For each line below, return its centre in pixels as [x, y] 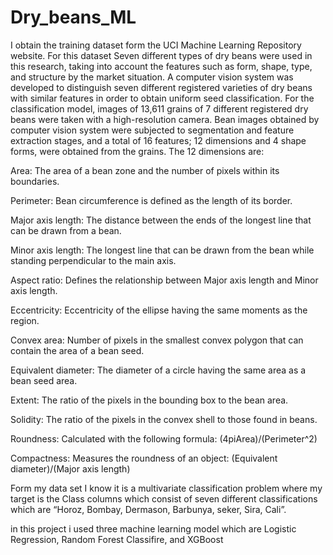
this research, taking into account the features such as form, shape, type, [161, 66]
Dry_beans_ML [73, 17]
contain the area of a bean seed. [77, 350]
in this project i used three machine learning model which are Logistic [153, 528]
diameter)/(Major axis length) [70, 468]
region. [25, 320]
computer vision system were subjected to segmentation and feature [152, 130]
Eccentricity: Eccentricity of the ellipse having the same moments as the [159, 310]
